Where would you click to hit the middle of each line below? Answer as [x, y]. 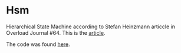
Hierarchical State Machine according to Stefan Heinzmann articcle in [91, 26]
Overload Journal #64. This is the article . [56, 32]
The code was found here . [38, 44]
